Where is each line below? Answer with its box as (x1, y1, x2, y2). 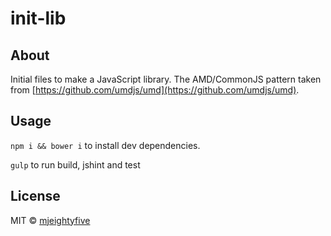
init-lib (10, 7, 67, 30)
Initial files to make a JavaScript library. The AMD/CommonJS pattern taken (10, 73, 322, 85)
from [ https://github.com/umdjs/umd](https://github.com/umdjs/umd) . (10, 84, 300, 96)
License (10, 188, 61, 205)
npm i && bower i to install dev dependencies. (10, 139, 201, 151)
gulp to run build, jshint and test (10, 158, 141, 171)
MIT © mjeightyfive (10, 214, 91, 226)
